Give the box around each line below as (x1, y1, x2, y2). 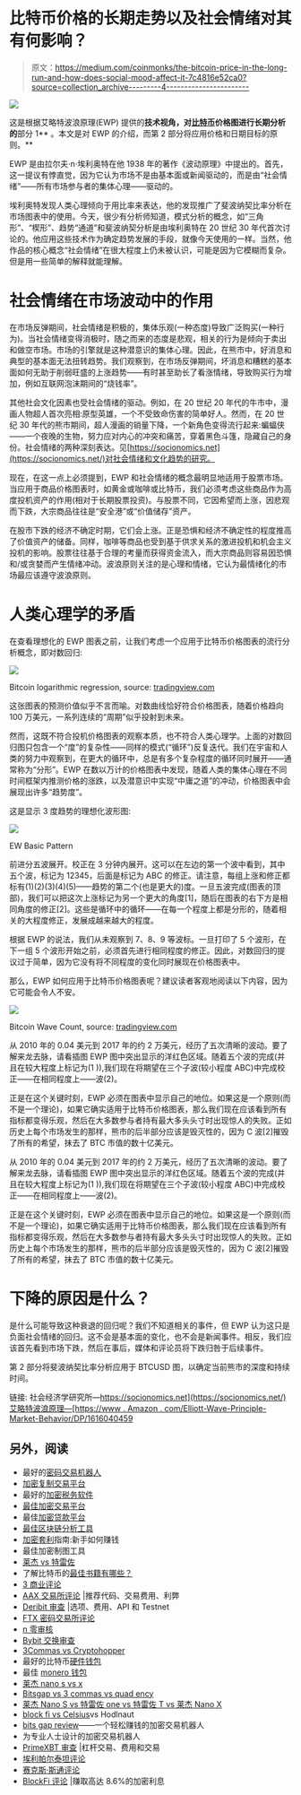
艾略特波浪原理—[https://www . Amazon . (9, 1402, 163, 1413)
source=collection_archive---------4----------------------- (30, 82, 250, 92)
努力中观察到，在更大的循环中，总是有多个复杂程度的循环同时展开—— (24, 752, 284, 763)
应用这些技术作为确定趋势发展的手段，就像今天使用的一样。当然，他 (39, 233, 292, 244)
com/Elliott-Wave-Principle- (164, 1402, 267, 1413)
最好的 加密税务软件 (21, 1489, 94, 1500)
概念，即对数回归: (16, 646, 83, 657)
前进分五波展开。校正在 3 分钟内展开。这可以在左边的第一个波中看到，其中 (9, 858, 286, 870)
